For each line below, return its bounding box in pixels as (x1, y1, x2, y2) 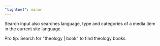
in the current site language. (4, 25, 62, 32)
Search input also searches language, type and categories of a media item (4, 21, 156, 26)
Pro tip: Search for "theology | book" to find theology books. (4, 35, 127, 41)
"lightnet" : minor (4, 7, 42, 12)
